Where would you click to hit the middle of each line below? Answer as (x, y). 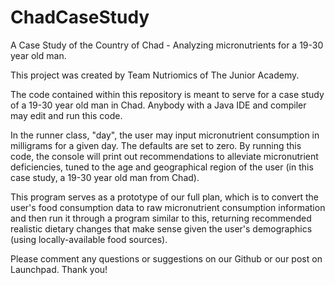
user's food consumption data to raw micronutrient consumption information (168, 207)
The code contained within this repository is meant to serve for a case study (167, 94)
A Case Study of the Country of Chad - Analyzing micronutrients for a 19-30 (167, 45)
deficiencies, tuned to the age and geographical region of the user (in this (162, 167)
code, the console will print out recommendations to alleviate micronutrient (164, 156)
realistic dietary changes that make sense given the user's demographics (161, 228)
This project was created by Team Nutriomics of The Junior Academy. (155, 75)
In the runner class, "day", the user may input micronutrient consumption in (165, 135)
